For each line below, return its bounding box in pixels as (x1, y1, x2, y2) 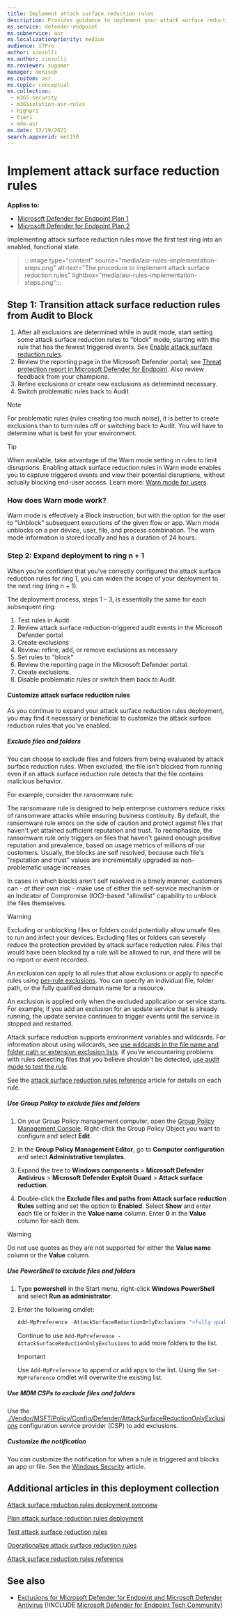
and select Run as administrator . (17, 1292, 113, 1300)
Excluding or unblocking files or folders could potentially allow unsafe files (7, 925, 221, 934)
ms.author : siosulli (7, 56, 68, 63)
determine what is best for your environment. (7, 429, 137, 437)
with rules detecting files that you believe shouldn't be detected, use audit (7, 1055, 220, 1063)
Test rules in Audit (17, 615, 70, 624)
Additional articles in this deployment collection (7, 1482, 219, 1494)
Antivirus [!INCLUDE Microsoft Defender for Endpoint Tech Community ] (17, 1601, 223, 1609)
